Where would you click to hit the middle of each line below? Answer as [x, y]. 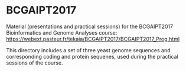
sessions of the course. [35, 63]
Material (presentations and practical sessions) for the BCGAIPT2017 [89, 26]
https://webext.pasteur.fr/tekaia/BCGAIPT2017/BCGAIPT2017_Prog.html [93, 39]
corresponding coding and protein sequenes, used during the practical [92, 56]
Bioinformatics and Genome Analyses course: [62, 32]
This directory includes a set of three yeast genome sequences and [88, 50]
